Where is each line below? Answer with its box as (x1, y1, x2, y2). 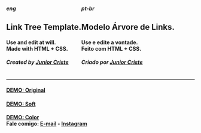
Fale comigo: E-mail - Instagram (6, 120, 88, 128)
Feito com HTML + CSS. (81, 45, 142, 52)
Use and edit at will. (6, 39, 56, 46)
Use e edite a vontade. (81, 39, 138, 46)
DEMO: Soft (6, 100, 36, 107)
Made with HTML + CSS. (6, 45, 68, 52)
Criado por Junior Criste (81, 58, 143, 66)
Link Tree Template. (6, 21, 82, 32)
